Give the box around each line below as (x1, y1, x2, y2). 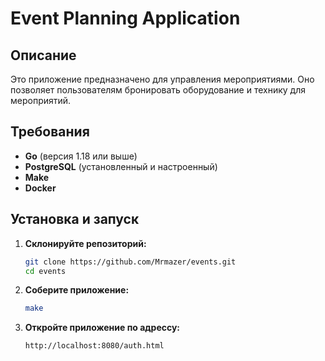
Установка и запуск (10, 211, 140, 228)
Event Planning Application (10, 7, 241, 30)
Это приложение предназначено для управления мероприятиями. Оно (10, 73, 315, 85)
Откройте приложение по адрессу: (24, 322, 181, 334)
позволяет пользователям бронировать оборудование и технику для (10, 84, 306, 96)
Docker (24, 182, 57, 194)
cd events (24, 266, 67, 276)
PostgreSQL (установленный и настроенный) (24, 160, 218, 172)
